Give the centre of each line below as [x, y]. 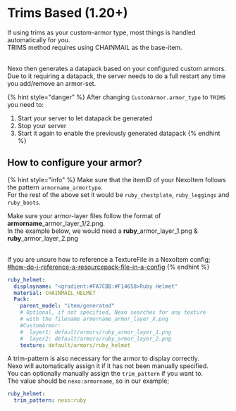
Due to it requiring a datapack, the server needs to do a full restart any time [117, 76]
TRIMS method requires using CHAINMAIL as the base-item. [95, 47]
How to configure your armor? [75, 163]
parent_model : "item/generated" [67, 306]
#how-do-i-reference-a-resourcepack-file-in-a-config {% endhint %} [108, 267]
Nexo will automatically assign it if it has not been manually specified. [108, 366]
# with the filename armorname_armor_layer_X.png [94, 319]
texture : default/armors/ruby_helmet [75, 345]
